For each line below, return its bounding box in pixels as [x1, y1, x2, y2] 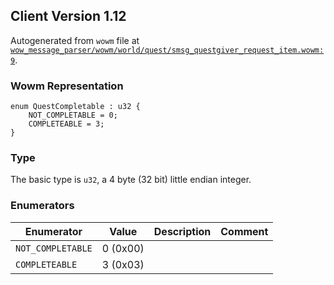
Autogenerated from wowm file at [10, 34, 140, 46]
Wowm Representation [10, 79, 124, 93]
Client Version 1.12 [10, 8, 127, 25]
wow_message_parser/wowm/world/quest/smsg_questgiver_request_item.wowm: [10, 45, 325, 55]
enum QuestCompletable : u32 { [10, 102, 141, 112]
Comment [220, 224, 269, 238]
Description [153, 224, 212, 238]
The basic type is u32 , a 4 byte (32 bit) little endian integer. [10, 174, 252, 186]
